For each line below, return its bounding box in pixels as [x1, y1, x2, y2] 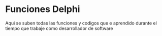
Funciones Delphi [5, 3, 80, 15]
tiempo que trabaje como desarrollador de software [5, 25, 113, 31]
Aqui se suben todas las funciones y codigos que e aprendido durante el [5, 20, 157, 26]
